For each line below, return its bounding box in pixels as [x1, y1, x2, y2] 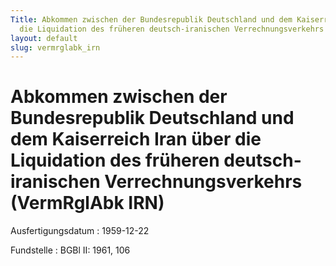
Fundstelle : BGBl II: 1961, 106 [10, 244, 131, 256]
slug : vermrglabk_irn [10, 42, 101, 53]
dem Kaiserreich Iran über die [10, 128, 262, 151]
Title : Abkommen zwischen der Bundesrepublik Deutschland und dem [10, 14, 293, 25]
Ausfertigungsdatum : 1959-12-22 [10, 225, 150, 237]
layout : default [10, 33, 78, 43]
